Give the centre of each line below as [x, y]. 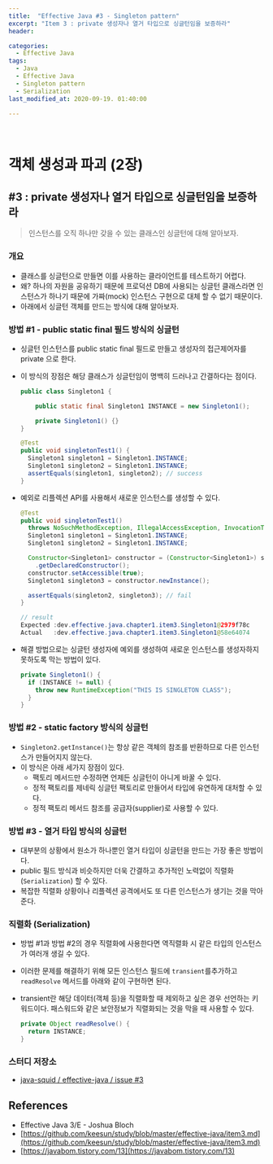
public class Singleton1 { [66, 392]
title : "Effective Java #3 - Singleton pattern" [94, 16]
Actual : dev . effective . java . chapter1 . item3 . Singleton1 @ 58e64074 [135, 633]
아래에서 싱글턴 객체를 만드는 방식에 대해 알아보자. [99, 306]
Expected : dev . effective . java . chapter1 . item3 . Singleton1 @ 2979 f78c [135, 625]
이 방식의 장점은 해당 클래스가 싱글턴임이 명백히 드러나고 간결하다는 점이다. [139, 376]
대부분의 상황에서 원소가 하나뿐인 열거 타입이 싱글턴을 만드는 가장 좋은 [131, 850]
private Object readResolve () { [75, 1024]
